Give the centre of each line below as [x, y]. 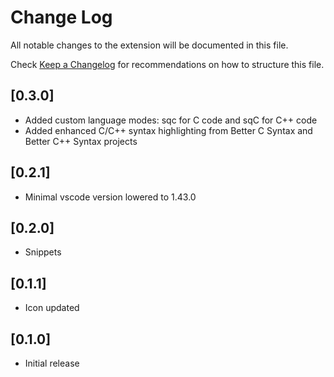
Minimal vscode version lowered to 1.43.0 [110, 197]
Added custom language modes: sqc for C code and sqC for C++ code [171, 120]
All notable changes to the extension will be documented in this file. [149, 45]
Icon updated [52, 308]
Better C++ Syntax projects [81, 141]
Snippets [43, 252]
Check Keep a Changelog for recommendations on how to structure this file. [167, 64]
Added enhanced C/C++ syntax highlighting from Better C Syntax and [168, 130]
